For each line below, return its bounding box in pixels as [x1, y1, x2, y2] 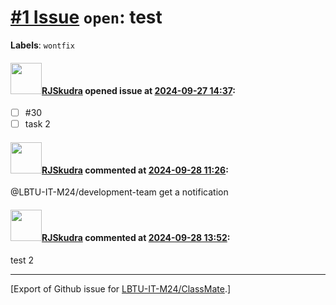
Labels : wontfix [10, 39, 75, 51]
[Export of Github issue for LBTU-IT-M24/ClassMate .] [10, 282, 232, 295]
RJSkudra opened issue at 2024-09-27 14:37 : [41, 84, 237, 96]
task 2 [24, 118, 51, 130]
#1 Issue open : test [10, 6, 163, 29]
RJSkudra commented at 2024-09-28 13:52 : [41, 232, 231, 244]
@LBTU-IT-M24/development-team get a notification [10, 186, 229, 198]
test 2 [10, 254, 35, 266]
